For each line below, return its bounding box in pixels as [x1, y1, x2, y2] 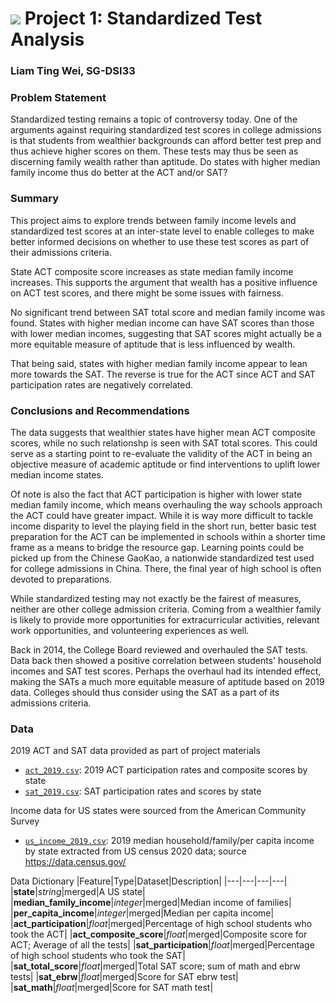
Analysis [10, 28, 85, 51]
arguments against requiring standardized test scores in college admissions [10, 124, 322, 136]
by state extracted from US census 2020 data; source [24, 845, 247, 857]
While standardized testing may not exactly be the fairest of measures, [10, 593, 302, 604]
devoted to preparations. [10, 573, 112, 585]
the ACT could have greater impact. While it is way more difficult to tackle [10, 510, 314, 521]
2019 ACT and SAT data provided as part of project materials [10, 745, 261, 757]
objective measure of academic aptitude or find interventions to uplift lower [10, 458, 321, 470]
